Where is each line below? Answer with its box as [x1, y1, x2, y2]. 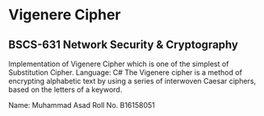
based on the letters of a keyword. [8, 85, 123, 94]
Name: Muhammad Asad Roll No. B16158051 [8, 101, 156, 110]
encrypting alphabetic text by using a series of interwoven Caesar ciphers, [8, 77, 257, 85]
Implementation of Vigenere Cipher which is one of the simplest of [8, 59, 229, 68]
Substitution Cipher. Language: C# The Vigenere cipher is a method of [8, 68, 242, 77]
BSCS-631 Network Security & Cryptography [8, 38, 238, 52]
